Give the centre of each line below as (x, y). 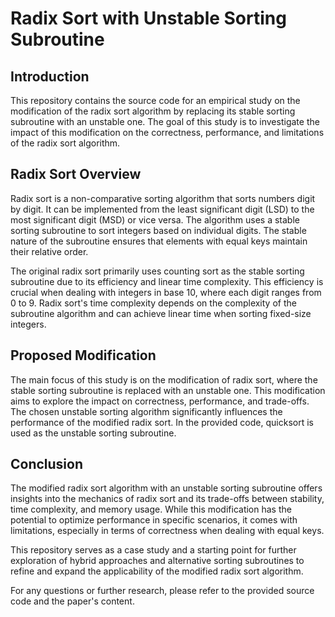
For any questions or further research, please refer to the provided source (162, 591)
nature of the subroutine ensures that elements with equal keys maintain (159, 241)
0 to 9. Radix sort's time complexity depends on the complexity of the (153, 303)
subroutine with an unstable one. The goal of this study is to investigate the (165, 121)
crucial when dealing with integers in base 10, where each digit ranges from (166, 292)
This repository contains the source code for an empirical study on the (155, 100)
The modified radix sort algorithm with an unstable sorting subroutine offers (166, 488)
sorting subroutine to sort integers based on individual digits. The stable (158, 230)
